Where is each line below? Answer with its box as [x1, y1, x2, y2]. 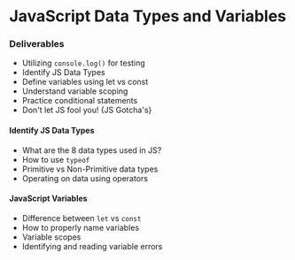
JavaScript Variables [9, 193, 88, 204]
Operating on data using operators [21, 172, 149, 183]
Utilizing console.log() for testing [21, 57, 146, 68]
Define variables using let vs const [21, 77, 149, 88]
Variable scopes [21, 232, 82, 242]
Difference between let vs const [21, 212, 142, 223]
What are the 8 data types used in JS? [21, 144, 162, 156]
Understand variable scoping [21, 86, 128, 96]
